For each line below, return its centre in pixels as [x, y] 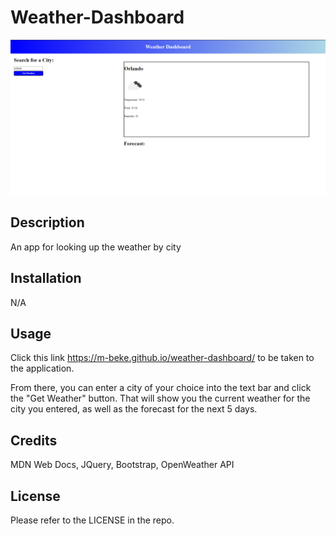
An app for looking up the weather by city [96, 247]
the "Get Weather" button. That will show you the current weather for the [160, 398]
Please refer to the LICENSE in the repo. [92, 520]
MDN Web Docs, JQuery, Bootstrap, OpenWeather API [122, 465]
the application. [42, 368]
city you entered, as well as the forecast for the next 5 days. [134, 409]
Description [47, 222]
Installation [46, 278]
